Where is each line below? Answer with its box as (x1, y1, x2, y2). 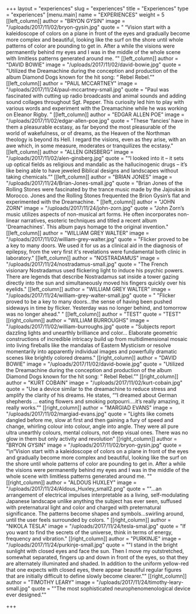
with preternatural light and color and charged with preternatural (6, 504, 161, 511)
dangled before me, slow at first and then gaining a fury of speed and (6, 417, 174, 423)
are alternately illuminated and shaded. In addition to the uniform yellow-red (6, 560, 189, 567)
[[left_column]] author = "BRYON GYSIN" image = (6, 18, 126, 24)
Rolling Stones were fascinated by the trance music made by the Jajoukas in (6, 186, 190, 193)
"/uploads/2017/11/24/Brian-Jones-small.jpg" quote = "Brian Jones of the (6, 180, 183, 187)
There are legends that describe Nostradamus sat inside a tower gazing (6, 273, 179, 280)
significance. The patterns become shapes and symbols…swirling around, (6, 510, 185, 517)
